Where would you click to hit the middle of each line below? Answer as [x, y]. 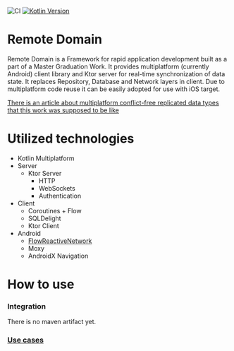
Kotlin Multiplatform [46, 158]
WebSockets [57, 188]
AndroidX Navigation [58, 256]
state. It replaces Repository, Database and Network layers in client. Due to [116, 81]
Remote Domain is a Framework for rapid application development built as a [117, 59]
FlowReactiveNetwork [60, 241]
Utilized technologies [71, 139]
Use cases [26, 340]
